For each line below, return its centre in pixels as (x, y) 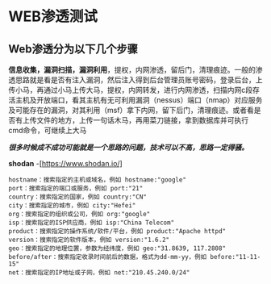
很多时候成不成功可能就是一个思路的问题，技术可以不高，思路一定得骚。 (128, 147)
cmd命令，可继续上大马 (48, 130)
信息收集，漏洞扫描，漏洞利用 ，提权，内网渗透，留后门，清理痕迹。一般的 (132, 70)
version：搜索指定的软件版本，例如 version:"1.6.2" (89, 240)
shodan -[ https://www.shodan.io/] (65, 163)
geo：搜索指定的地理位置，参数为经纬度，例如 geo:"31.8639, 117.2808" (117, 248)
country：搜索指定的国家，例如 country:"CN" (77, 197)
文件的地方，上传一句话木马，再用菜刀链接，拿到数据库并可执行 (142, 120)
